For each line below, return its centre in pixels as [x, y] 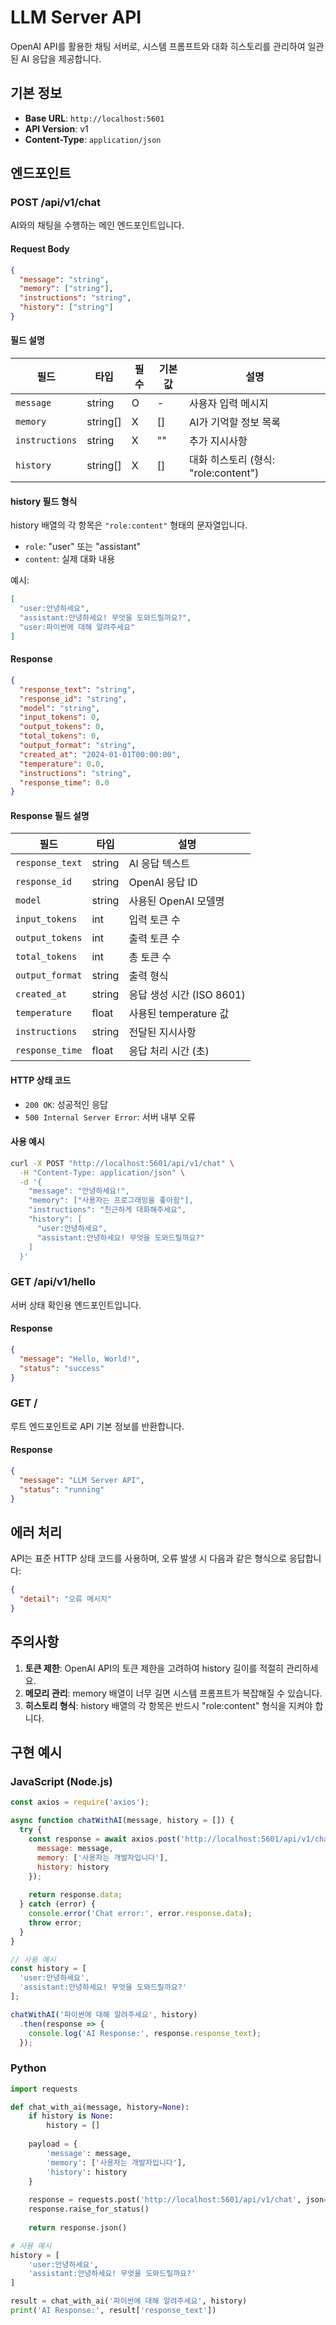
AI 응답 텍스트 [159, 864]
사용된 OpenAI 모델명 [176, 901]
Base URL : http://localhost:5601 [94, 118]
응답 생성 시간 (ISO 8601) [187, 995]
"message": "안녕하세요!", [79, 1191]
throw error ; [55, 1922]
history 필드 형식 [44, 501]
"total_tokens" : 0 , [60, 736]
